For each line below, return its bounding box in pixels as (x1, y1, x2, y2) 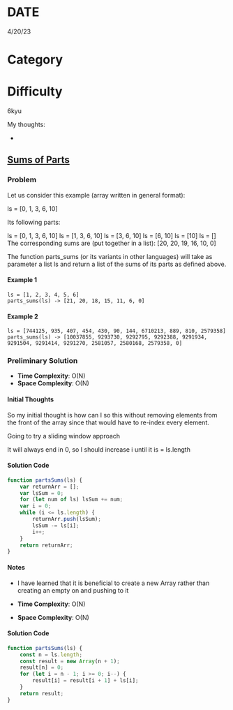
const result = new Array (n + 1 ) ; (20, 658, 120, 665)
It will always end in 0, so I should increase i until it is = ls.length (7, 445, 190, 454)
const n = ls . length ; (20, 651, 82, 658)
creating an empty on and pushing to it (17, 586, 129, 594)
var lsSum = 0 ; (20, 489, 64, 496)
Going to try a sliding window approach (7, 431, 121, 440)
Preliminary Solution (7, 356, 78, 366)
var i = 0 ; (20, 503, 52, 510)
